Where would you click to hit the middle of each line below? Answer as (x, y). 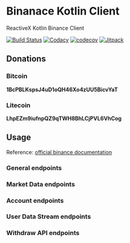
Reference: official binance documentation (59, 152)
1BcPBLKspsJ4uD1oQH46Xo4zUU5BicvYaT (62, 89)
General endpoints (34, 168)
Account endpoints (35, 200)
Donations (26, 59)
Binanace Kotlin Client (63, 11)
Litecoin (18, 105)
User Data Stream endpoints (49, 217)
